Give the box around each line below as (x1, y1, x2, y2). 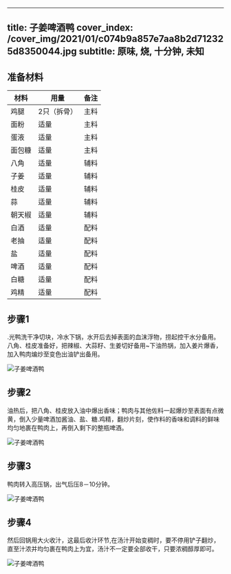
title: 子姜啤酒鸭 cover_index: (7, 22, 134, 34)
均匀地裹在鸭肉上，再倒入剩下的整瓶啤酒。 (7, 423, 128, 431)
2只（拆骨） (38, 107, 78, 116)
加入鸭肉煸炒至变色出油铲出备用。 (7, 350, 104, 358)
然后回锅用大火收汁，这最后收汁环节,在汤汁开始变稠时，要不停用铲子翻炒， (7, 536, 220, 544)
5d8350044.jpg (7, 45, 77, 57)
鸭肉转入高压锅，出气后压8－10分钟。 (7, 480, 114, 488)
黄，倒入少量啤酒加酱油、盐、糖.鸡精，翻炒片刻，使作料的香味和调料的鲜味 (7, 415, 220, 423)
